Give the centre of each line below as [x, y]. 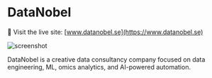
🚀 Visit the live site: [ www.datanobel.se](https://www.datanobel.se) [105, 32]
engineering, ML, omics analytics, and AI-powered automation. [99, 67]
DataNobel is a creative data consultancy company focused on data [106, 59]
